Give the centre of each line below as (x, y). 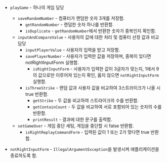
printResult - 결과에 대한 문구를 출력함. (72, 119)
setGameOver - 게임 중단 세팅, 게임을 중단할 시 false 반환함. (76, 126)
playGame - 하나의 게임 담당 (37, 7)
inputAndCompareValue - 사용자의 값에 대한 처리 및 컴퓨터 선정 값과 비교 (88, 37)
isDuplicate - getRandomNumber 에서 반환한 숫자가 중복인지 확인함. (91, 31)
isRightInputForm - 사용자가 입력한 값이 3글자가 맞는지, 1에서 (94, 69)
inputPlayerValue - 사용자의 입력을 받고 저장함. (73, 50)
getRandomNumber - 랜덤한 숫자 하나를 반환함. (69, 25)
